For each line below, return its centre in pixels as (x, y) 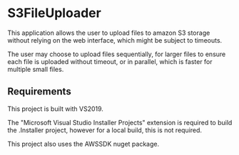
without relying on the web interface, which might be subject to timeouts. (115, 40)
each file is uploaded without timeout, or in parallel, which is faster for (110, 61)
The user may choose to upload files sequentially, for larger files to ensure (117, 54)
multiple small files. (36, 69)
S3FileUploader (54, 13)
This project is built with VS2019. (55, 109)
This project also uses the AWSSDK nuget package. (83, 144)
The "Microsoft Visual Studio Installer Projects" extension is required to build (120, 122)
